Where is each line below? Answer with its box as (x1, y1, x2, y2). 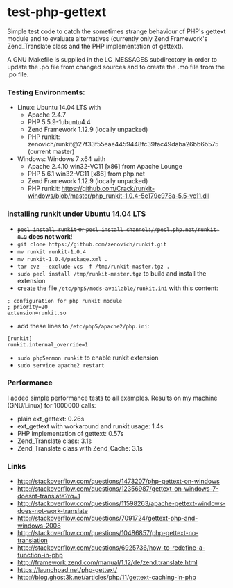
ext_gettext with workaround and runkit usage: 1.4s (17, 421, 164, 430)
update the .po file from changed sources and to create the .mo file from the (7, 62, 225, 71)
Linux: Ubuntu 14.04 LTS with (17, 103, 101, 112)
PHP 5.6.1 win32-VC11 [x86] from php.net (27, 169, 146, 178)
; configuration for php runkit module (7, 297, 123, 304)
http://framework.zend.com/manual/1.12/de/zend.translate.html (17, 558, 198, 566)
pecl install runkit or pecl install (17, 225, 123, 233)
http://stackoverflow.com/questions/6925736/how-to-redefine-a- (17, 544, 206, 552)
